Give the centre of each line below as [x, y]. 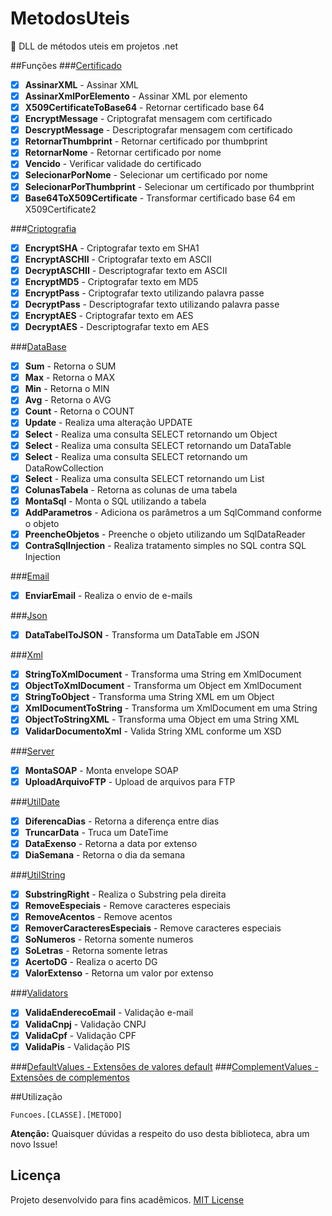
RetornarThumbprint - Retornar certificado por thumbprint [146, 141]
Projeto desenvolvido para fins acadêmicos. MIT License [127, 1199]
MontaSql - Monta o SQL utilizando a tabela [115, 501]
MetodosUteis [70, 18]
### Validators [39, 993]
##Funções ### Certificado [66, 65]
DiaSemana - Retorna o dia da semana [105, 854]
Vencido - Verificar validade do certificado [113, 164]
